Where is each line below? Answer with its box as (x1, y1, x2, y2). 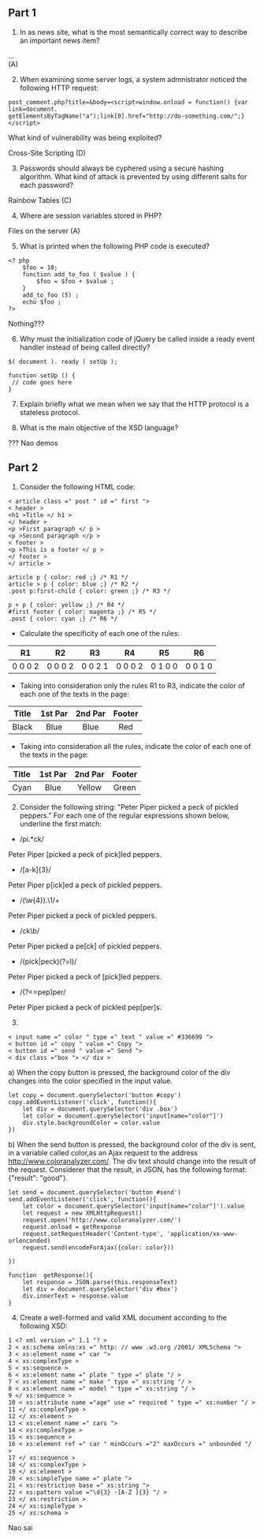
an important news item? (19, 36, 100, 45)
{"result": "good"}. (8, 1173, 69, 1182)
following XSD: (19, 1321, 69, 1331)
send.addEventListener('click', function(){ (8, 1195, 157, 1203)
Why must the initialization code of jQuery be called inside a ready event (19, 334, 255, 343)
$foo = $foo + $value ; (36, 277, 114, 285)
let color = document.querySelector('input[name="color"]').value (22, 1202, 245, 1210)
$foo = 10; (22, 264, 58, 271)
